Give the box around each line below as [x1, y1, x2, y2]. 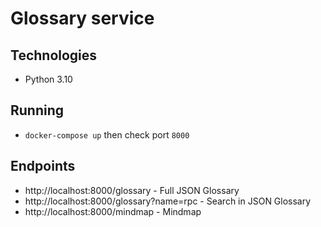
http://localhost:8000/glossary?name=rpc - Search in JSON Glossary [24, 195, 312, 207]
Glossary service [10, 7, 155, 30]
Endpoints [10, 158, 76, 175]
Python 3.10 [24, 73, 73, 85]
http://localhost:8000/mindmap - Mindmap [24, 205, 202, 217]
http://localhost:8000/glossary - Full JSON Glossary [24, 184, 240, 196]
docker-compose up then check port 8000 [24, 128, 190, 141]
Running [10, 102, 65, 119]
